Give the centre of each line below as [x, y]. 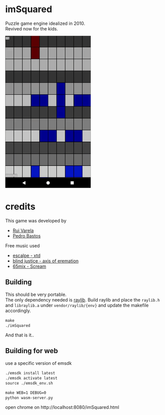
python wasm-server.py [29, 398]
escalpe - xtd [26, 255]
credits [20, 207]
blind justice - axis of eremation [46, 261]
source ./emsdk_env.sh [29, 383]
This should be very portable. [36, 294]
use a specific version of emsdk [38, 363]
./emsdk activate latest [31, 378]
